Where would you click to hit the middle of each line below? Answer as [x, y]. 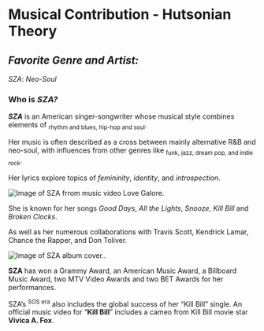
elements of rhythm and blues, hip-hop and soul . [78, 126]
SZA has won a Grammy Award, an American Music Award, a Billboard [123, 270]
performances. [32, 287]
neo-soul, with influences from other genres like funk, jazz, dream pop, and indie [131, 151]
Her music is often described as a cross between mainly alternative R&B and [132, 142]
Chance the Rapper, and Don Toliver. [68, 240]
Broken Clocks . [33, 216]
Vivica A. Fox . [31, 321]
